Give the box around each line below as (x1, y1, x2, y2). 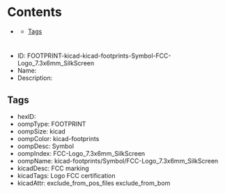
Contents (7, 4, 63, 20)
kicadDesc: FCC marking (17, 164, 89, 172)
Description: (17, 74, 53, 82)
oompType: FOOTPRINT (17, 120, 86, 128)
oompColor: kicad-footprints (17, 134, 100, 143)
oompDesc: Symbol (17, 142, 75, 150)
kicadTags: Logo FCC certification (17, 171, 116, 179)
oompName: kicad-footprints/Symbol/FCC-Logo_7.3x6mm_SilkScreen (17, 156, 219, 165)
